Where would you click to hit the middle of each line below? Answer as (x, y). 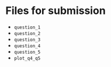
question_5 (27, 52)
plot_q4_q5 (27, 58)
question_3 (27, 40)
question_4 (27, 46)
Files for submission (56, 11)
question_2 (27, 33)
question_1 (27, 27)
